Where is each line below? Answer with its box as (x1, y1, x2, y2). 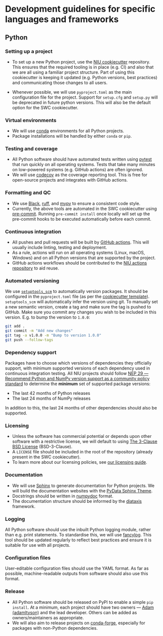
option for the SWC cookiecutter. (12, 104, 79, 110)
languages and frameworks (5, 14, 119, 25)
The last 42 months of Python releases (12, 390, 90, 396)
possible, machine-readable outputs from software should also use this (5, 571, 148, 576)
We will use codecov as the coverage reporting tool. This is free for (12, 172, 147, 178)
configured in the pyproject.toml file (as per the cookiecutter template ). (5, 294, 150, 300)
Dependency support (5, 349, 57, 356)
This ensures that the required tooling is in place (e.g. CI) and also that (12, 64, 154, 70)
